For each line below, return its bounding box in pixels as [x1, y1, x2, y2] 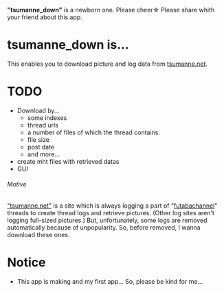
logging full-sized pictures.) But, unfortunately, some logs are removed [7, 216, 208, 225]
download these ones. [7, 231, 70, 239]
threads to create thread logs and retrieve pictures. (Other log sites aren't [7, 209, 215, 217]
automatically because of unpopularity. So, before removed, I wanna [7, 223, 201, 232]
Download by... [16, 106, 60, 114]
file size [27, 135, 50, 143]
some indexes [27, 113, 67, 122]
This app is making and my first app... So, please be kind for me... [16, 278, 203, 286]
